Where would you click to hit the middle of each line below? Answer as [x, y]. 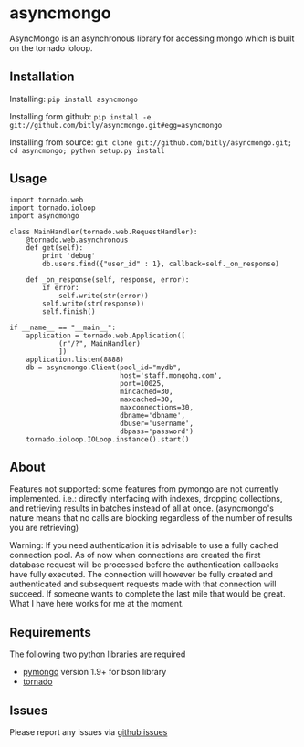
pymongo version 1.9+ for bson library [94, 672]
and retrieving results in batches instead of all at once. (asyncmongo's [142, 508]
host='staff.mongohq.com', [171, 375]
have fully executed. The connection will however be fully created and [142, 575]
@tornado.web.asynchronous [77, 240]
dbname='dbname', [152, 415]
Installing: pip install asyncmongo [74, 99]
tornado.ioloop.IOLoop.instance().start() [108, 439]
